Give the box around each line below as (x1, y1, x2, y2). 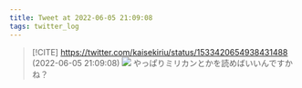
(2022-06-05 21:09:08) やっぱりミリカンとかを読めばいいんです (31, 57, 286, 68)
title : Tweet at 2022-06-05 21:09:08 (9, 13, 153, 23)
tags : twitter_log (9, 22, 79, 31)
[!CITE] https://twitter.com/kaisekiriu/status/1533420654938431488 (31, 46, 288, 57)
